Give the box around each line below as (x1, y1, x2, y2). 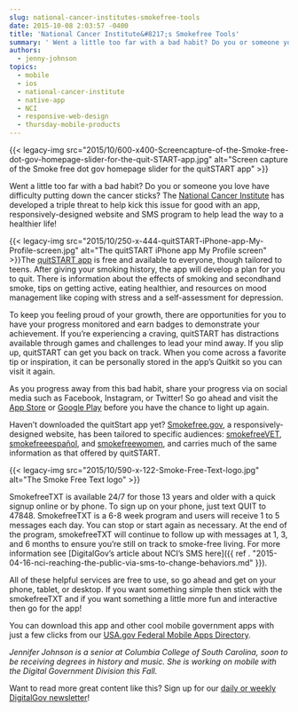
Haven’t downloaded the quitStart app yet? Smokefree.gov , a (9, 419, 232, 430)
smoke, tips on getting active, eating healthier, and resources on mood (9, 283, 268, 293)
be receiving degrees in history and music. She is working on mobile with (9, 656, 277, 667)
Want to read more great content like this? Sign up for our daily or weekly (9, 683, 277, 693)
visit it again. (9, 366, 56, 376)
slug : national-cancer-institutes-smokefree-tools (9, 12, 200, 22)
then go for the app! (9, 603, 82, 613)
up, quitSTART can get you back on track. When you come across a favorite (9, 347, 286, 358)
